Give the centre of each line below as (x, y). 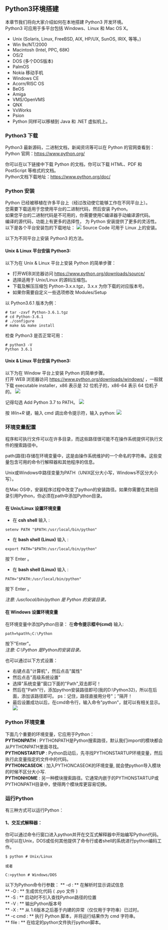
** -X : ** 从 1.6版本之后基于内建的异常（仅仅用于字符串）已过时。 (73, 910)
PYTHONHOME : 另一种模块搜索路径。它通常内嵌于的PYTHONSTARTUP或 (82, 778)
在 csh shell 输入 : (31, 520)
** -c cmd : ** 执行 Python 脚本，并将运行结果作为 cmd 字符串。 (72, 916)
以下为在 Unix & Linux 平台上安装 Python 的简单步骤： (61, 263)
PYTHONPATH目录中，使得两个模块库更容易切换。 (57, 784)
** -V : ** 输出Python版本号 (33, 903)
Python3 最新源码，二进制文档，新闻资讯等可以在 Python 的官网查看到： (80, 147)
